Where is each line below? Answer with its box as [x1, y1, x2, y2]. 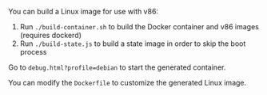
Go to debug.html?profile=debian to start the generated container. [8, 63, 226, 72]
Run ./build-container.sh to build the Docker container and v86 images [19, 22, 260, 31]
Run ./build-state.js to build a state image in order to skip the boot [19, 39, 246, 48]
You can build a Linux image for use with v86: [8, 7, 158, 16]
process [19, 47, 47, 56]
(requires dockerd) [19, 31, 82, 40]
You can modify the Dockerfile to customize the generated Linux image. [8, 78, 247, 87]
